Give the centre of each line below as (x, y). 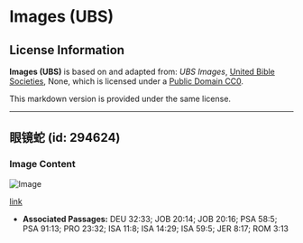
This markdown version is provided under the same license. (120, 98)
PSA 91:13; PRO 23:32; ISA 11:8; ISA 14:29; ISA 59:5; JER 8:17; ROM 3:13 (155, 229)
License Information (67, 50)
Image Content (43, 164)
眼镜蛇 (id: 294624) (65, 138)
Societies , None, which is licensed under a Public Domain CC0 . (127, 81)
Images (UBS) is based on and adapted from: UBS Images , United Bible (142, 71)
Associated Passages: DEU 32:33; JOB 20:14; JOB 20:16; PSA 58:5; (150, 219)
